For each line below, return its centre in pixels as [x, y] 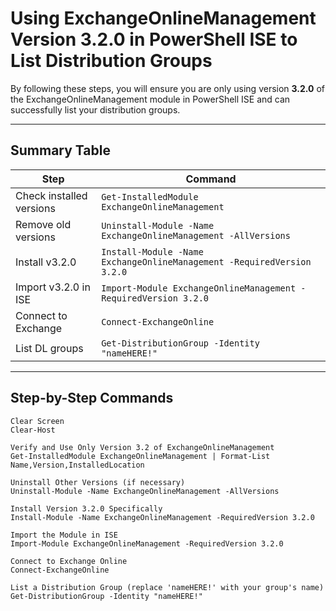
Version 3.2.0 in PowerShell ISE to [154, 39]
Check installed [51, 195]
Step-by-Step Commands [92, 398]
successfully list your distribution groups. [95, 109]
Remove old [43, 224]
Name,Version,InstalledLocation [77, 465]
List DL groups [49, 348]
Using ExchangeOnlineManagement [163, 18]
